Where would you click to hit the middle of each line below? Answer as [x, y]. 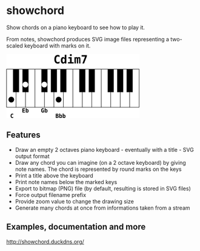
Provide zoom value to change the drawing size [75, 201]
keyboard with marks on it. [57, 46]
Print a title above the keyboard [54, 175]
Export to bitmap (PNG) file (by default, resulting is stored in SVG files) [103, 188]
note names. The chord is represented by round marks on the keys [98, 169]
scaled [15, 46]
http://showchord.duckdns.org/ [45, 241]
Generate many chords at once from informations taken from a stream [102, 208]
